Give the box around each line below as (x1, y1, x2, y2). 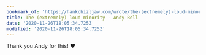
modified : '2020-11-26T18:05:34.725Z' (6, 25, 105, 32)
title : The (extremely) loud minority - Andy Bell (6, 15, 139, 21)
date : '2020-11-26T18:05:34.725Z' (6, 20, 95, 26)
